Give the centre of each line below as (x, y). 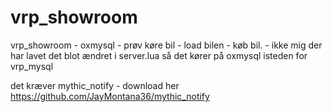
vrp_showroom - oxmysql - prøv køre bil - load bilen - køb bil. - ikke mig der (166, 45)
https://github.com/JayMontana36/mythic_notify (110, 96)
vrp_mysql (32, 66)
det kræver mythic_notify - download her (95, 85)
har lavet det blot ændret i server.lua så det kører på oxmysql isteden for (159, 55)
